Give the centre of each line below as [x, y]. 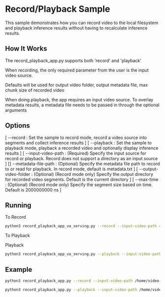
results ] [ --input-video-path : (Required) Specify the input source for [76, 153]
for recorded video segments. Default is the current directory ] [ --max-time [82, 179]
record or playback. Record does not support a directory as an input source [82, 158]
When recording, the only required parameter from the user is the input [77, 70]
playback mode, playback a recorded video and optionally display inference [82, 148]
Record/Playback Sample [58, 9]
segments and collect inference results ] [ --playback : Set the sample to [79, 143]
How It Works [26, 49]
